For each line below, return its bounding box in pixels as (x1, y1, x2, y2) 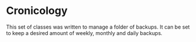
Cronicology (6, 4, 68, 17)
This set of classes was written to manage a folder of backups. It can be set (6, 23, 190, 30)
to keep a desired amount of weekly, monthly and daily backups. (6, 29, 163, 36)
